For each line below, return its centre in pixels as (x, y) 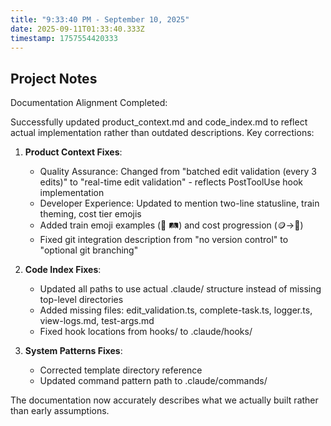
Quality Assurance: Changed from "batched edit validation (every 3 (178, 172)
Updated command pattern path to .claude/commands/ (153, 381)
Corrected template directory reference (121, 370)
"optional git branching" (89, 250)
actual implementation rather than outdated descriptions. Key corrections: (162, 133)
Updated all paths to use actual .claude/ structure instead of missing (180, 289)
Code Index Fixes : (63, 270)
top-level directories (81, 300)
